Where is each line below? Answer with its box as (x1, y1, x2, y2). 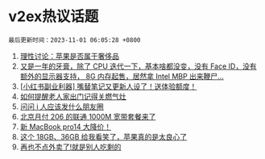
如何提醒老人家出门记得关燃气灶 (19, 91, 126, 101)
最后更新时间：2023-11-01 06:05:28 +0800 (8, 36, 141, 44)
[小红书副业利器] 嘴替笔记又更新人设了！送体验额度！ (19, 82, 197, 91)
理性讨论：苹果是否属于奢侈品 (19, 51, 119, 61)
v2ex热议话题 (8, 7, 99, 26)
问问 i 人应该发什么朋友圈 (19, 102, 105, 111)
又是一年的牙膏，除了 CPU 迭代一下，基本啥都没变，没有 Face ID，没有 (19, 61, 257, 71)
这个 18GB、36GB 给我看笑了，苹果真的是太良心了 (19, 132, 188, 141)
